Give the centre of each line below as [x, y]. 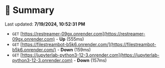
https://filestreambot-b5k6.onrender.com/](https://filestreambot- [89, 44]
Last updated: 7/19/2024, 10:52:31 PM [45, 24]
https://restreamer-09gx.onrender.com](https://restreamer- [84, 33]
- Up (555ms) [70, 39]
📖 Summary [30, 10]
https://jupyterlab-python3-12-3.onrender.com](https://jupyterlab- [91, 55]
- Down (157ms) [90, 60]
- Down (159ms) [74, 49]
